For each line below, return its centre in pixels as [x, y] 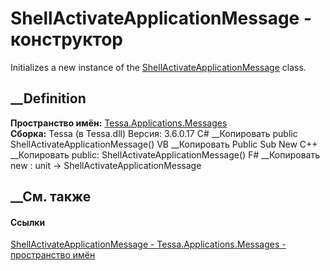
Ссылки [28, 222]
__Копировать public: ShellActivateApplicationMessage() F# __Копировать [165, 154]
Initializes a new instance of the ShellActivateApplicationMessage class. [158, 67]
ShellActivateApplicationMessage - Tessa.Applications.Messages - [148, 244]
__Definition [48, 98]
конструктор [66, 39]
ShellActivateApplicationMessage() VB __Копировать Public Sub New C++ [164, 144]
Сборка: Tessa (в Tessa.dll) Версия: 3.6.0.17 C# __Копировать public [154, 133]
